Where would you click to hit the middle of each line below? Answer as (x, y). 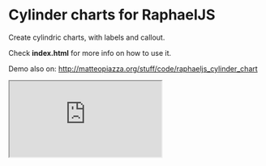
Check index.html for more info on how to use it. (90, 53)
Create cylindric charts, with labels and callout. (87, 37)
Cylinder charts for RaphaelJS (112, 15)
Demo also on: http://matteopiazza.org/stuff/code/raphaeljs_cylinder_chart (133, 68)
